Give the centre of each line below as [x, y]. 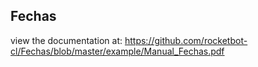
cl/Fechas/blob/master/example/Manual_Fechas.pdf [117, 51]
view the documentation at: [66, 40]
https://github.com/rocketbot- [186, 40]
